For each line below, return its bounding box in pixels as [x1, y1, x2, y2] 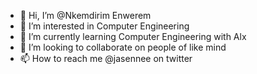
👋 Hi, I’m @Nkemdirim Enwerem [19, 10, 152, 21]
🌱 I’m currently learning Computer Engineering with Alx [19, 31, 247, 42]
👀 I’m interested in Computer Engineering [19, 20, 190, 32]
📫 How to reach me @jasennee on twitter [19, 53, 193, 64]
